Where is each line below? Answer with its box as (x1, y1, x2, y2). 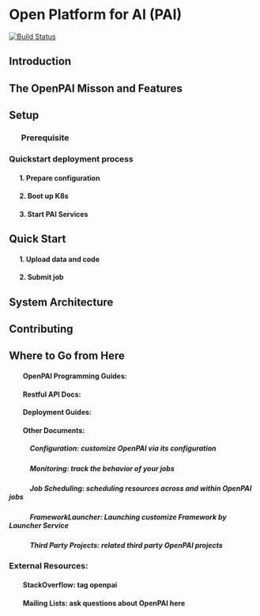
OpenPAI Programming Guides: (23, 371, 127, 381)
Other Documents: (23, 425, 85, 435)
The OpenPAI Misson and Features (9, 82, 183, 95)
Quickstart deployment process (9, 153, 134, 164)
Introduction (9, 55, 72, 68)
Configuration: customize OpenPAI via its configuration (29, 443, 217, 453)
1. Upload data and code (19, 254, 100, 264)
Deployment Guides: (23, 408, 92, 417)
